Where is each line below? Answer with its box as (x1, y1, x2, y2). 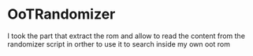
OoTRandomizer (7, 5, 116, 23)
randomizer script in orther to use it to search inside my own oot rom (7, 39, 230, 48)
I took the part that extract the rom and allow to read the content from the (7, 31, 246, 40)
